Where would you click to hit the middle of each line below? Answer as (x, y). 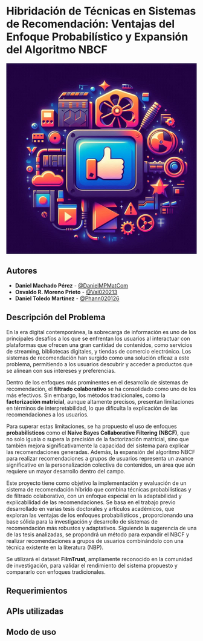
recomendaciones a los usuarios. (47, 414)
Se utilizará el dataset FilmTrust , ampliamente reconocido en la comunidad (100, 559)
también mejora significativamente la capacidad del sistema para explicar (98, 445)
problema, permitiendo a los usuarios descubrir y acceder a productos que (100, 364)
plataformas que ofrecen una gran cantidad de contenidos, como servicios (99, 345)
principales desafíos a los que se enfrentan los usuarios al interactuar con (98, 338)
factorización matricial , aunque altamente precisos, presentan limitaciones (100, 401)
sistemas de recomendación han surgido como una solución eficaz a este (98, 358)
